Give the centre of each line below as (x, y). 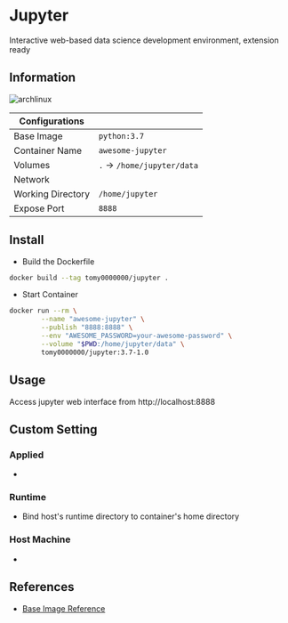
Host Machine (40, 539)
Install (27, 240)
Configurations (52, 121)
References (42, 587)
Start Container (50, 295)
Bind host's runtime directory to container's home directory (131, 516)
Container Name (48, 150)
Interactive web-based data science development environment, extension (144, 40)
